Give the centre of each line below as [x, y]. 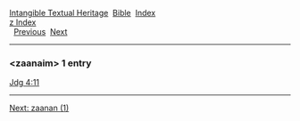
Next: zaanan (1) [39, 108]
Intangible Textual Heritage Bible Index [83, 13]
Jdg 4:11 [25, 83]
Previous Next [40, 32]
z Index [23, 22]
